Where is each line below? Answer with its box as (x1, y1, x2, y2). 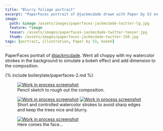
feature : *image (9, 25, 42, 30)
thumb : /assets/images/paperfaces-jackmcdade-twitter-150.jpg (9, 35, 139, 40)
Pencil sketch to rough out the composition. (17, 87, 105, 93)
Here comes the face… (17, 121, 63, 127)
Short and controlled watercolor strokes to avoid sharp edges (17, 101, 141, 108)
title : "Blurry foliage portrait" (5, 7, 76, 12)
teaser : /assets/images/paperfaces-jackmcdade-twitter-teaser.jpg (9, 30, 147, 35)
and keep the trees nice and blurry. (17, 107, 88, 112)
